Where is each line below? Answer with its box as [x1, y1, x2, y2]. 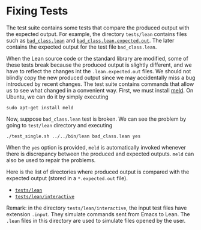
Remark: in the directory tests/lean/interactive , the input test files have [6, 204, 187, 211]
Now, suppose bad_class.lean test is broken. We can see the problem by [6, 115, 187, 123]
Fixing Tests [6, 4, 68, 18]
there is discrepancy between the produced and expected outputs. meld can [6, 150, 194, 157]
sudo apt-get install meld [6, 104, 74, 110]
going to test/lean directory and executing [6, 121, 113, 129]
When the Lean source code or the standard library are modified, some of [6, 55, 189, 62]
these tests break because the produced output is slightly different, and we [6, 61, 192, 68]
